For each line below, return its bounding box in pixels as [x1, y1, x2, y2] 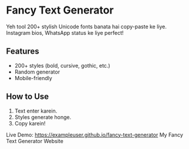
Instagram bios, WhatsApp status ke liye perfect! [6, 29, 124, 36]
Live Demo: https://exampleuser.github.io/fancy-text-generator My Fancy [6, 131, 184, 138]
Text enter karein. [14, 107, 58, 114]
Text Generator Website [6, 137, 63, 144]
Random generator [14, 68, 60, 75]
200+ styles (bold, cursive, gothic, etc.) [14, 62, 110, 69]
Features [6, 47, 39, 57]
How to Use [6, 92, 49, 102]
